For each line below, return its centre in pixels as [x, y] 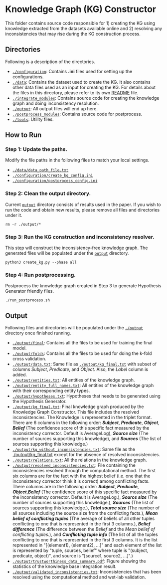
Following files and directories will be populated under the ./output [74, 328]
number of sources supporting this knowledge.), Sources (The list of [83, 503]
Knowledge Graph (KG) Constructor [81, 9]
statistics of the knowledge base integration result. [64, 566]
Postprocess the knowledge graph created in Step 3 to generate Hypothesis [83, 286]
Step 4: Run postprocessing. [41, 275]
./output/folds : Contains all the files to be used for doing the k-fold [82, 353]
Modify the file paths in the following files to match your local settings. [77, 160]
